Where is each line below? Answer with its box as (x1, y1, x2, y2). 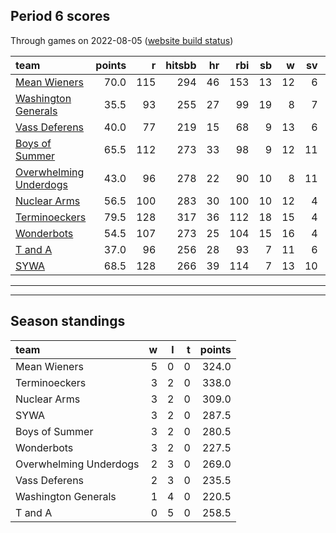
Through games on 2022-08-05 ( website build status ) (10, 34, 234, 46)
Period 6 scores (10, 8, 111, 25)
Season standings (10, 313, 126, 330)
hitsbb (165, 58, 197, 72)
